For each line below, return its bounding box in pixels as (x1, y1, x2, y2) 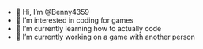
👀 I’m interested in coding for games (15, 16, 134, 25)
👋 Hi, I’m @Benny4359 (15, 8, 89, 16)
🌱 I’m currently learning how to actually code (15, 24, 162, 33)
